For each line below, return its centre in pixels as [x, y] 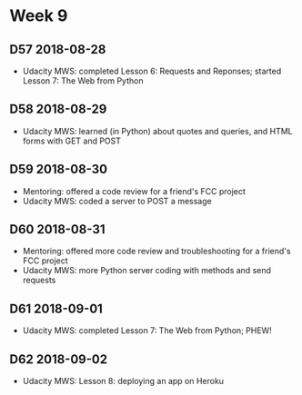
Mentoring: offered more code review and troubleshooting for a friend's [156, 252]
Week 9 [39, 16]
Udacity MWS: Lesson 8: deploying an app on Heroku [123, 381]
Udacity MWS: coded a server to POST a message [117, 201]
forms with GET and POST [71, 141]
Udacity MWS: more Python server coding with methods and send [146, 271]
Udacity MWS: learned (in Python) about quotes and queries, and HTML [157, 131]
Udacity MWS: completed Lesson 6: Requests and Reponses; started [152, 71]
